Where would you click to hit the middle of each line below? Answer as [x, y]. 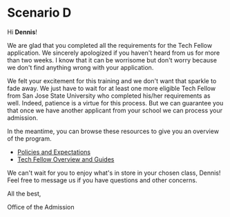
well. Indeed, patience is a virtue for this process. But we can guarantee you [115, 103]
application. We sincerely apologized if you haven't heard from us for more [114, 53]
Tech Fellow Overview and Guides [66, 159]
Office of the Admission [41, 207]
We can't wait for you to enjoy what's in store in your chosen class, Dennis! [114, 173]
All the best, [24, 193]
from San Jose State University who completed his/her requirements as [109, 96]
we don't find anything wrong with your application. [80, 67]
